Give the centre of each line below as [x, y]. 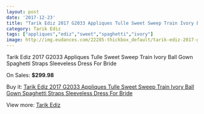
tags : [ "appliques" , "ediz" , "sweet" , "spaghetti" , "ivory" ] [80, 34]
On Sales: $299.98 [30, 75]
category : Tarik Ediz [34, 29]
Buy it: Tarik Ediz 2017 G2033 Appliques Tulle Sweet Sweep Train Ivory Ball [100, 87]
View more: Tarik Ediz [33, 105]
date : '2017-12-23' [31, 17]
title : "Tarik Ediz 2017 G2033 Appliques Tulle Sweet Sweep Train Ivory [100, 23]
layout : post [23, 12]
